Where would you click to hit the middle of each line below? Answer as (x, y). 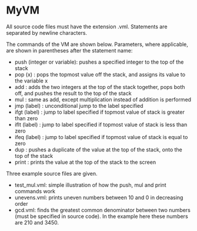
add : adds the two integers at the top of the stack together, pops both (100, 87)
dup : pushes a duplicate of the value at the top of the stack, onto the (98, 149)
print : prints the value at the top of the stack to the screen (85, 162)
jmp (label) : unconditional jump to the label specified (79, 105)
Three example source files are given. (52, 173)
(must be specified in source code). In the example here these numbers (101, 216)
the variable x (31, 81)
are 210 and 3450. (36, 222)
